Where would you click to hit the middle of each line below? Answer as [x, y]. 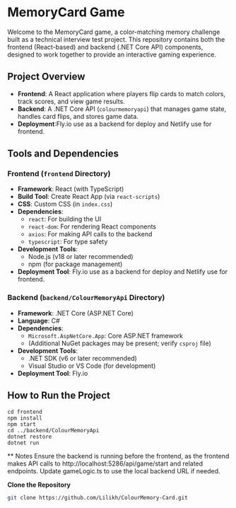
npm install [25, 418]
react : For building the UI [65, 219]
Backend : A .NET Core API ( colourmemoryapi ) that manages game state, [122, 109]
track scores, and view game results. [71, 101]
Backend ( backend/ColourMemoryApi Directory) [86, 298]
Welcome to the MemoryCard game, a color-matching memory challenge [114, 32]
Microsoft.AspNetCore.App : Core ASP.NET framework [106, 335]
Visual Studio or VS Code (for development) [92, 366]
